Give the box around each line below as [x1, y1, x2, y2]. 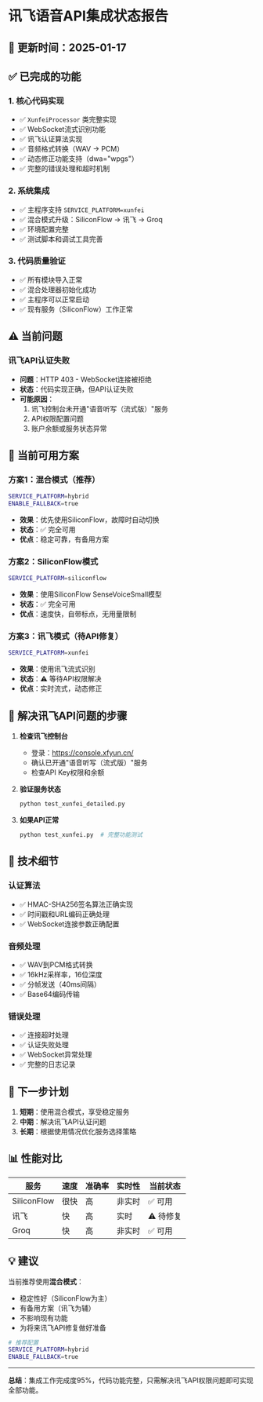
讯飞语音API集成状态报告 [8, 7, 168, 25]
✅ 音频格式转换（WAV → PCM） [19, 144, 124, 154]
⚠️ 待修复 [147, 1210, 182, 1221]
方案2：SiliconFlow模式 [8, 556, 99, 567]
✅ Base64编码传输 [19, 989, 80, 999]
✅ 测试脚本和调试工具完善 [19, 234, 103, 243]
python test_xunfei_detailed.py [19, 800, 125, 809]
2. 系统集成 [8, 185, 50, 196]
